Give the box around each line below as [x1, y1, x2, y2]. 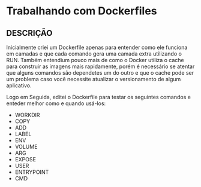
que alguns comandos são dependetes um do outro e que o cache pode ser [6, 69, 194, 76]
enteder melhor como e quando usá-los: [6, 100, 106, 107]
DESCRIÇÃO [6, 28, 53, 38]
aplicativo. [6, 82, 32, 89]
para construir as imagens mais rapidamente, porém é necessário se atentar [6, 63, 195, 70]
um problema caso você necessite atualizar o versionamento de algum [6, 76, 181, 82]
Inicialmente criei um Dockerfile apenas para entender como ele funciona [6, 44, 188, 51]
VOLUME [14, 143, 38, 150]
